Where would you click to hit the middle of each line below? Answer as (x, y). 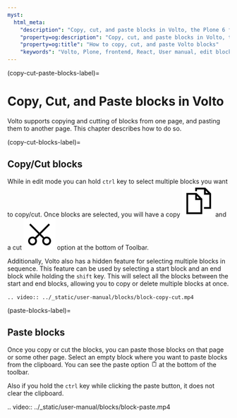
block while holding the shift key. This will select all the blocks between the (118, 276)
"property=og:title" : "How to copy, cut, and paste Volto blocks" (120, 45)
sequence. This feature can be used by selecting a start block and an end (114, 269)
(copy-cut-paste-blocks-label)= (54, 73)
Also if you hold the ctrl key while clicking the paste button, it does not (111, 386)
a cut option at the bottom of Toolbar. (78, 247)
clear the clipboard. (36, 393)
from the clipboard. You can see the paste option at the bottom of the (112, 364)
